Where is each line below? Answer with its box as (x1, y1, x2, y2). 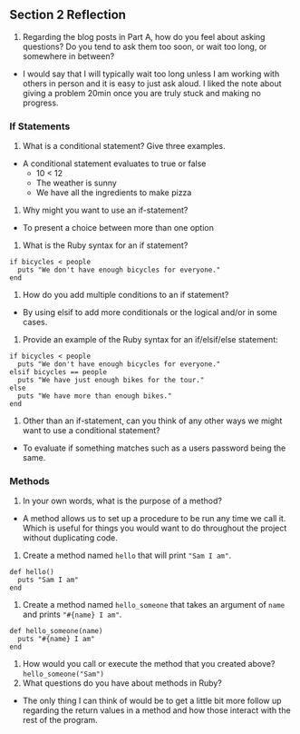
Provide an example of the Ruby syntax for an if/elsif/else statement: (22, 334, 278, 345)
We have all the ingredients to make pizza (35, 187, 192, 198)
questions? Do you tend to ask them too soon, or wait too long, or (22, 41, 267, 52)
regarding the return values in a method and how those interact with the (22, 705, 292, 716)
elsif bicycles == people (9, 368, 107, 377)
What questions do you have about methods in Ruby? (22, 678, 222, 689)
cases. (22, 317, 48, 328)
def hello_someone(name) (9, 627, 103, 636)
